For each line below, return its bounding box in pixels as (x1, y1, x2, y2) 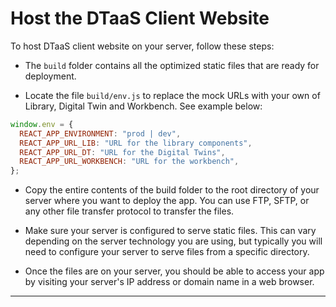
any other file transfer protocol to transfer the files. (24, 205, 235, 217)
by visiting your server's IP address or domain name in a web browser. (24, 276, 315, 288)
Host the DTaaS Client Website (10, 7, 270, 30)
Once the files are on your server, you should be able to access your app (24, 265, 325, 277)
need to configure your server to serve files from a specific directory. (24, 246, 310, 258)
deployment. (24, 70, 77, 82)
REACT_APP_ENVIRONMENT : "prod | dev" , (19, 128, 182, 139)
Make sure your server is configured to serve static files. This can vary (24, 225, 317, 237)
